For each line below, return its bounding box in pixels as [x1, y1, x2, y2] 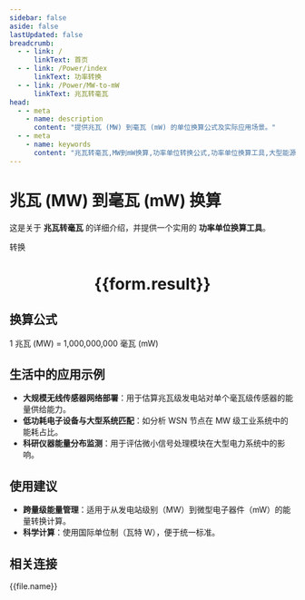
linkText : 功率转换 [33, 73, 103, 82]
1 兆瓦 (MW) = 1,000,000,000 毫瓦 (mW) [9, 338, 159, 349]
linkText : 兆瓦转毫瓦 [33, 89, 109, 98]
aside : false [9, 22, 59, 31]
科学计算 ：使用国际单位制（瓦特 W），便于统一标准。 [22, 527, 221, 538]
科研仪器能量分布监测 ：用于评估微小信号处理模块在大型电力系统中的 [22, 438, 278, 449]
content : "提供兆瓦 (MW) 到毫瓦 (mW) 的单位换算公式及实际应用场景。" [33, 123, 277, 133]
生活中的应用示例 [9, 367, 105, 382]
